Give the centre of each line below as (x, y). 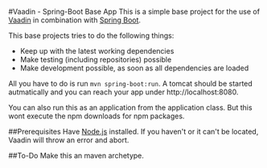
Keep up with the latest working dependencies (97, 51)
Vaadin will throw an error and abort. (69, 140)
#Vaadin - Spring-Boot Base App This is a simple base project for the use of (134, 12)
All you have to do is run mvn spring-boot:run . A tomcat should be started (131, 84)
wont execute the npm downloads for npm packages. (97, 116)
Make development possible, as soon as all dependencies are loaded (134, 68)
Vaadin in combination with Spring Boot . (75, 20)
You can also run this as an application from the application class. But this (130, 108)
